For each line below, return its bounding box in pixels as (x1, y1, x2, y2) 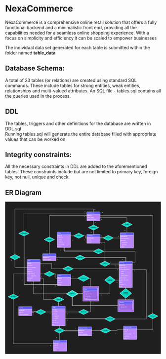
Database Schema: (5, 64, 65, 73)
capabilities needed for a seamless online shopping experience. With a (5, 30, 149, 36)
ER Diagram (5, 188, 42, 197)
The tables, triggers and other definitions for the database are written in (5, 120, 151, 126)
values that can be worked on (5, 136, 66, 142)
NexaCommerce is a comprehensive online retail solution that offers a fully (5, 19, 157, 25)
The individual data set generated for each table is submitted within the (5, 44, 150, 50)
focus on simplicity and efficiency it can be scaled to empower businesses (5, 35, 157, 41)
